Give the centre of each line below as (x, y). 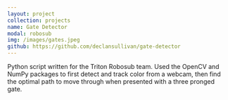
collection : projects (39, 20)
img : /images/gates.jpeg (44, 40)
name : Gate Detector (38, 27)
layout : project (31, 14)
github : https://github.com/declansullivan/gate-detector (94, 46)
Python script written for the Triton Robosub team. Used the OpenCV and (113, 67)
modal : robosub (30, 33)
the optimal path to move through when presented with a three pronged (111, 81)
